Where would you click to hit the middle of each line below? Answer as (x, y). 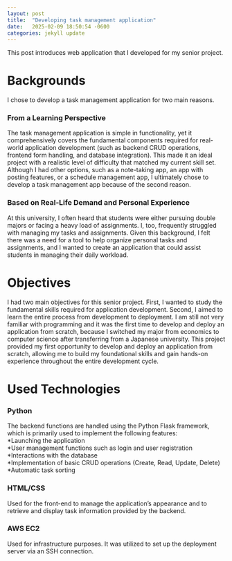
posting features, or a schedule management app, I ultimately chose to (108, 177)
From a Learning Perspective (56, 118)
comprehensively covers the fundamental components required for (103, 140)
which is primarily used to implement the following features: (92, 433)
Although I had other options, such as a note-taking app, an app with (105, 170)
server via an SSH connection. (51, 551)
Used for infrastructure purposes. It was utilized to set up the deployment (112, 544)
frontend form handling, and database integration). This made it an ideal (110, 155)
